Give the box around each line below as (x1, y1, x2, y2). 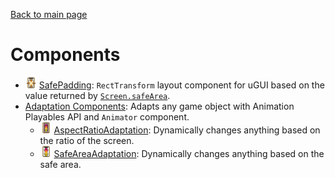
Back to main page (10, 9, 88, 20)
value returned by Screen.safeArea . (24, 89, 171, 101)
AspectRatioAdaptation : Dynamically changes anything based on (53, 124, 321, 136)
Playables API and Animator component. (24, 110, 190, 123)
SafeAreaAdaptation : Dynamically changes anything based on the (53, 147, 325, 159)
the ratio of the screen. (39, 134, 135, 146)
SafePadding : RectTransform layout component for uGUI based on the (38, 79, 325, 91)
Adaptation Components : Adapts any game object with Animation (24, 100, 295, 112)
